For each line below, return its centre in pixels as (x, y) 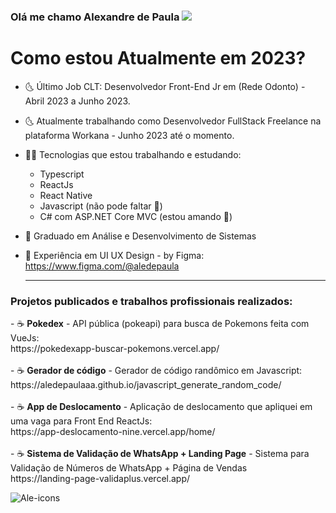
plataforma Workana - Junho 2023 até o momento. (129, 135)
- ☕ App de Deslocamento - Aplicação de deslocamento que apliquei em (161, 407)
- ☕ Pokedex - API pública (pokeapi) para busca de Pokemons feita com (160, 324)
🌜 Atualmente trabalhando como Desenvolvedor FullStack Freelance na (173, 121)
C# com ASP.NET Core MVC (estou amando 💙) (136, 216)
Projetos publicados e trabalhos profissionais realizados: (151, 301)
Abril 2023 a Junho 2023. (77, 101)
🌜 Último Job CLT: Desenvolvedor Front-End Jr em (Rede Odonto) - (165, 86)
